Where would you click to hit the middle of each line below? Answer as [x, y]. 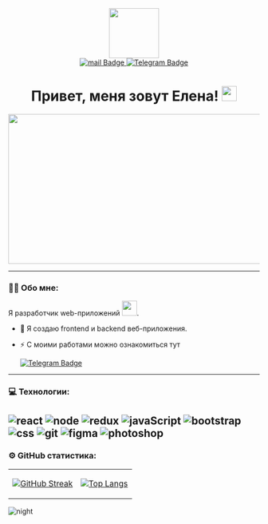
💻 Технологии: [39, 392]
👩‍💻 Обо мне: [33, 288]
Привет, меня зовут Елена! [125, 96]
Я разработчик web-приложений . [74, 313]
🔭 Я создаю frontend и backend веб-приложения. [103, 329]
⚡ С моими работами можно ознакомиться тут [100, 345]
